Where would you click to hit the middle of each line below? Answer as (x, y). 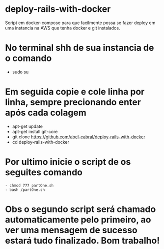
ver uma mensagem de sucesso (71, 230)
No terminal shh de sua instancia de (80, 48)
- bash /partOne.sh (25, 190)
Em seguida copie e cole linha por (75, 92)
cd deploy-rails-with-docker (41, 142)
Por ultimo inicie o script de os (68, 162)
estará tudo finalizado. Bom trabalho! (82, 240)
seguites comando (44, 172)
